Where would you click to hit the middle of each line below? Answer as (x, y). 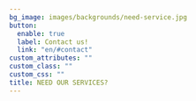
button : (23, 25)
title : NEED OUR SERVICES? (59, 83)
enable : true (41, 33)
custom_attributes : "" (51, 58)
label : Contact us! (53, 42)
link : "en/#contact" (55, 50)
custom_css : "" (37, 75)
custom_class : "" (41, 67)
